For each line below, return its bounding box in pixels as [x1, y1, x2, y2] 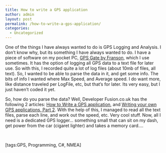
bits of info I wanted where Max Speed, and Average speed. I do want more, [5, 76, 161, 82]
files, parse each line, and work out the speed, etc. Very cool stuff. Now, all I [5, 112, 161, 118]
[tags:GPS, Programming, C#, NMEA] [5, 142, 82, 148]
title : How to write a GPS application [5, 7, 88, 12]
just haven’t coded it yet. [5, 87, 56, 92]
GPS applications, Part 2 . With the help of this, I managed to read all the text [5, 107, 161, 113]
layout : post [5, 16, 32, 21]
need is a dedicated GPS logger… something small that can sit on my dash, [5, 118, 159, 123]
